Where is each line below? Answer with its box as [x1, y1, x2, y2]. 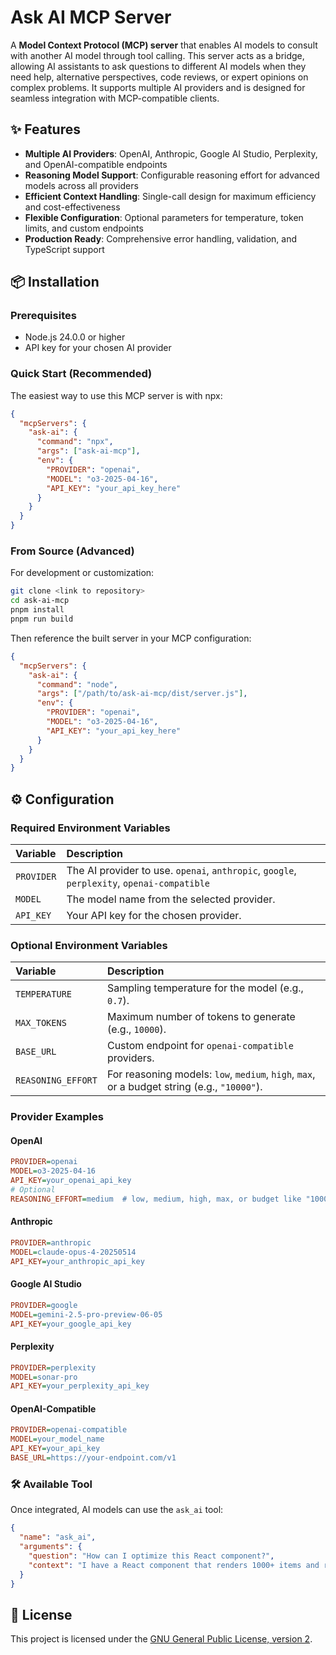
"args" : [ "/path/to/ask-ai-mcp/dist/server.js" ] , [36, 689, 248, 699]
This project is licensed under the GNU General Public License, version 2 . [10, 1633, 313, 1645]
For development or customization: [10, 567, 155, 579]
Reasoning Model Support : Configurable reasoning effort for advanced [24, 169, 320, 181]
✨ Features [10, 121, 81, 138]
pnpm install [10, 605, 65, 615]
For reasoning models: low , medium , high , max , [106, 1067, 316, 1081]
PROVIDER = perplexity [10, 1362, 97, 1373]
